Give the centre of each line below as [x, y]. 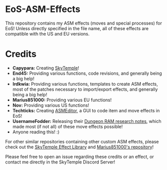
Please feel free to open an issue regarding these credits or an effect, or [80, 156]
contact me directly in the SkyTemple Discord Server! [60, 162]
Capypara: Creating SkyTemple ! [46, 68]
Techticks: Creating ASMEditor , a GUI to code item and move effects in [86, 110]
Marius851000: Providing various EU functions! [62, 100]
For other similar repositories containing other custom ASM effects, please [82, 141]
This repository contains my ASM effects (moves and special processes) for [83, 23]
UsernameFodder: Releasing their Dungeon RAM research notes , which [87, 121]
